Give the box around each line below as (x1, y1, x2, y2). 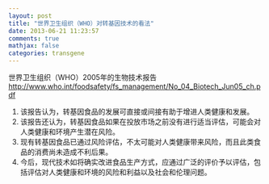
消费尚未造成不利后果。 (34, 147, 113, 157)
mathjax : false (8, 42, 60, 50)
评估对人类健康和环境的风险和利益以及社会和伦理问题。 (27, 167, 212, 177)
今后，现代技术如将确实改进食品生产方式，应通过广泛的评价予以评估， (19, 157, 254, 166)
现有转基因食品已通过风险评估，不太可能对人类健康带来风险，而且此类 (19, 137, 254, 146)
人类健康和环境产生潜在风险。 (19, 127, 120, 136)
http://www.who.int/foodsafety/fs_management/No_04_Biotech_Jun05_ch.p (8, 82, 261, 91)
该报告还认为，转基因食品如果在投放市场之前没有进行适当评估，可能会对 (19, 117, 261, 126)
